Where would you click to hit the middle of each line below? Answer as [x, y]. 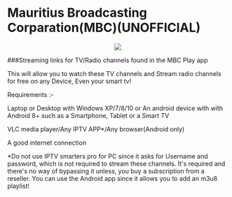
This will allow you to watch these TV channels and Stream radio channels [115, 73]
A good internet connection [47, 143]
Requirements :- [30, 94]
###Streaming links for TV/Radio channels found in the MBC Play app [108, 60]
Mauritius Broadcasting [77, 13]
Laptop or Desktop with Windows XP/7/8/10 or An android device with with [115, 108]
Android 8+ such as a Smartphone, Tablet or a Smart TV [88, 115]
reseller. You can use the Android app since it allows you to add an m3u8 [112, 178]
